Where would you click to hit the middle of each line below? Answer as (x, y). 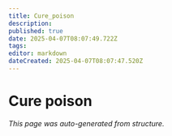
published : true (36, 31)
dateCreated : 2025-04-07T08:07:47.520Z (76, 62)
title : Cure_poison (41, 16)
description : (30, 23)
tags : (17, 46)
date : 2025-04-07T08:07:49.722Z (63, 38)
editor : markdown (38, 53)
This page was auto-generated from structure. (86, 123)
